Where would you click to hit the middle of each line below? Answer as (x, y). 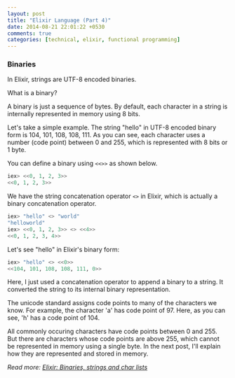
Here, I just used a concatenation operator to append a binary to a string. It (115, 282)
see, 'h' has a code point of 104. (54, 318)
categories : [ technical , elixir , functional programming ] (94, 40)
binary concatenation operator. (52, 204)
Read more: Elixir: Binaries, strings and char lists (78, 367)
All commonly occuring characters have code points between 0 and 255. (112, 331)
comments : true (29, 33)
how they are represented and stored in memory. (78, 353)
